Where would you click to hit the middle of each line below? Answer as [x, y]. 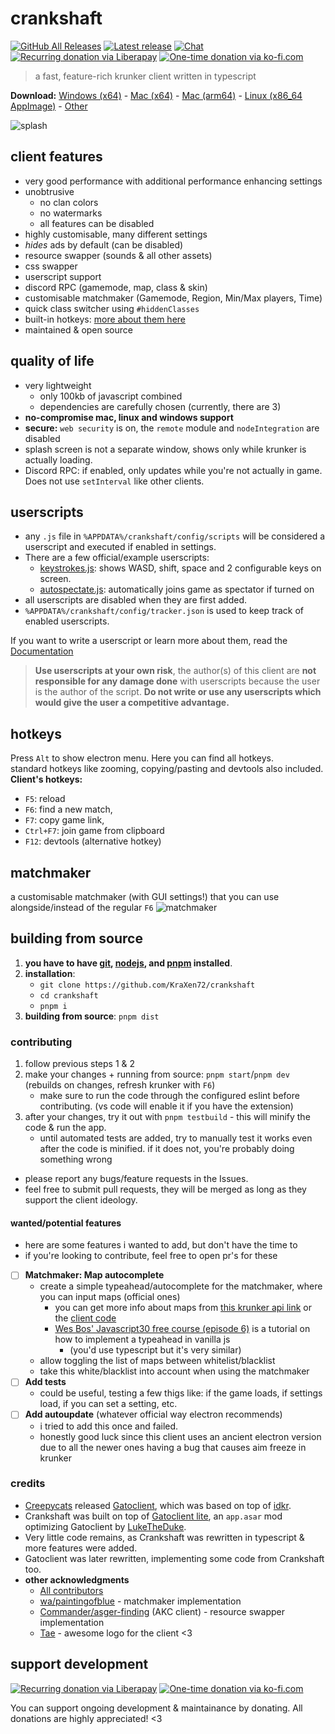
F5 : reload [45, 799]
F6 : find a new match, [68, 809]
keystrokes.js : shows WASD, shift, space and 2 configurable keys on [180, 568]
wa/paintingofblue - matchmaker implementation [140, 1601]
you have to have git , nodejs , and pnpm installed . [128, 963]
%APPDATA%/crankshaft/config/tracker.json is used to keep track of [164, 611]
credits [28, 1484]
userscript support [63, 276]
